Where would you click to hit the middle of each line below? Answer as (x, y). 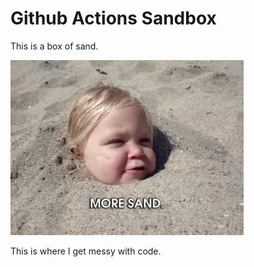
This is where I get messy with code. (86, 251)
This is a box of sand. (54, 46)
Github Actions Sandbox (113, 18)
